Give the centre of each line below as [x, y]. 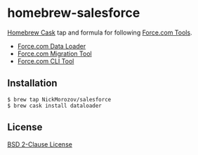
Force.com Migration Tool [55, 54]
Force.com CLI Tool [46, 61]
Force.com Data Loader [52, 46]
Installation [32, 83]
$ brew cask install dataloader [54, 106]
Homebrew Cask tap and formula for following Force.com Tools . [100, 32]
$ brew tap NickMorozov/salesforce [59, 99]
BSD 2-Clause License [40, 144]
